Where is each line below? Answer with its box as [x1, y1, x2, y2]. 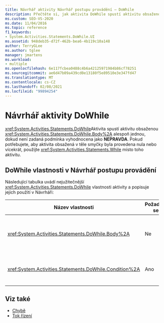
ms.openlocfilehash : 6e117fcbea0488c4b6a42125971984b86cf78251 [5, 66, 137, 71]
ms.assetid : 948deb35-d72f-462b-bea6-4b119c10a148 [5, 39, 110, 44]
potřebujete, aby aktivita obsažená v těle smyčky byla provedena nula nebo [5, 141, 157, 147]
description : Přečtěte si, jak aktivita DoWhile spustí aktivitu [5, 12, 141, 17]
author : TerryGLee [5, 43, 42, 48]
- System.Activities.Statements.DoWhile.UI [5, 35, 95, 40]
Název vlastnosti [53, 204, 94, 211]
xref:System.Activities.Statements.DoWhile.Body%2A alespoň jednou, [5, 131, 146, 137]
